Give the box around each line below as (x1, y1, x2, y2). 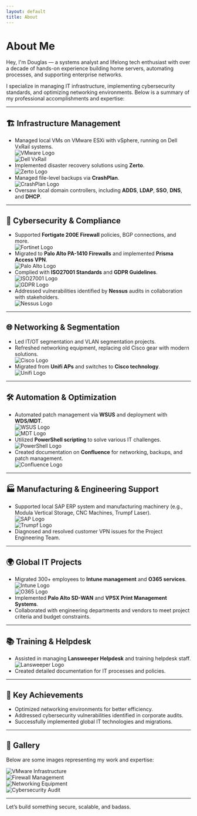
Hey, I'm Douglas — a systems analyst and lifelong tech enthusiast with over (6, 59, 191, 66)
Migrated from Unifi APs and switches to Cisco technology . (14, 362, 160, 370)
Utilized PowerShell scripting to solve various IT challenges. (14, 436, 161, 443)
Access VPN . (14, 256, 47, 263)
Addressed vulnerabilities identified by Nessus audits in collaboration (14, 287, 183, 294)
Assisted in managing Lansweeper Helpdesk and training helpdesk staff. (14, 655, 191, 662)
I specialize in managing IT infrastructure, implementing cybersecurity (6, 83, 175, 90)
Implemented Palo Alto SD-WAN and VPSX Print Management (14, 595, 167, 602)
